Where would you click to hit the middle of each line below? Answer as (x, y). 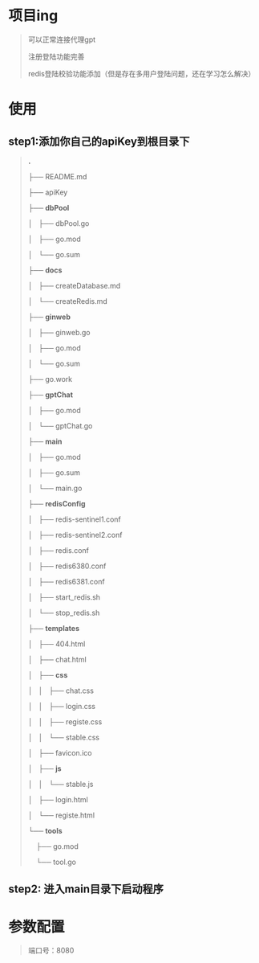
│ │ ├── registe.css (65, 721)
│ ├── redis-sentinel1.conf (75, 519)
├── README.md (57, 176)
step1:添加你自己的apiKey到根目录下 (99, 141)
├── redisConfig (57, 503)
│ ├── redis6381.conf (67, 581)
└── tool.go (56, 862)
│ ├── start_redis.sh (64, 597)
